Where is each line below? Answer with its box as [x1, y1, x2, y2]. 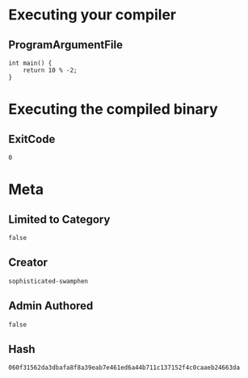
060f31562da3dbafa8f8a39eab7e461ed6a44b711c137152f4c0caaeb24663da [8, 363, 241, 372]
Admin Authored [8, 299, 94, 313]
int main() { [8, 59, 53, 67]
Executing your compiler [8, 6, 176, 24]
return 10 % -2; [23, 66, 78, 74]
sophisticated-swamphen [8, 277, 89, 285]
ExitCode [8, 132, 56, 146]
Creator [8, 256, 48, 270]
